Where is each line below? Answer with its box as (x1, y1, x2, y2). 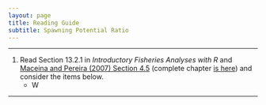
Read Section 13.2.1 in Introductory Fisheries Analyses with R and (19, 55, 233, 65)
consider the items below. (19, 72, 104, 81)
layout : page (8, 11, 51, 20)
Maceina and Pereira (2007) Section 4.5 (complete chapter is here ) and (19, 64, 253, 73)
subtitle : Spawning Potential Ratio (8, 26, 129, 34)
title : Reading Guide (8, 19, 80, 27)
